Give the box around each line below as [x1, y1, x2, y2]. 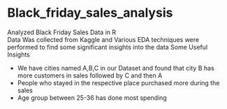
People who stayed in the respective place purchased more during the [17, 78, 220, 87]
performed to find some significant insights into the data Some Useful [7, 43, 208, 51]
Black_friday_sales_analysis [7, 5, 173, 21]
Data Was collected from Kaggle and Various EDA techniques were [7, 35, 200, 43]
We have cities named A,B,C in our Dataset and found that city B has [17, 64, 214, 72]
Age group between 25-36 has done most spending [17, 93, 168, 102]
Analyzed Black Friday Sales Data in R [7, 28, 117, 36]
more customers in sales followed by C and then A [17, 71, 163, 80]
